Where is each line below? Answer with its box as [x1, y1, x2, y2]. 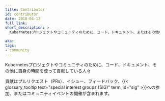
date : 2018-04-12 [5, 16, 41, 21]
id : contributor [5, 12, 38, 17]
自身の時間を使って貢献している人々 [18, 68, 91, 74]
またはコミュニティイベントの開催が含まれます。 [13, 90, 112, 96]
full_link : [5, 20, 27, 26]
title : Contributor [5, 7, 45, 12]
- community [5, 47, 29, 53]
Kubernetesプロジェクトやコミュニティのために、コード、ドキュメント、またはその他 [9, 30, 159, 35]
